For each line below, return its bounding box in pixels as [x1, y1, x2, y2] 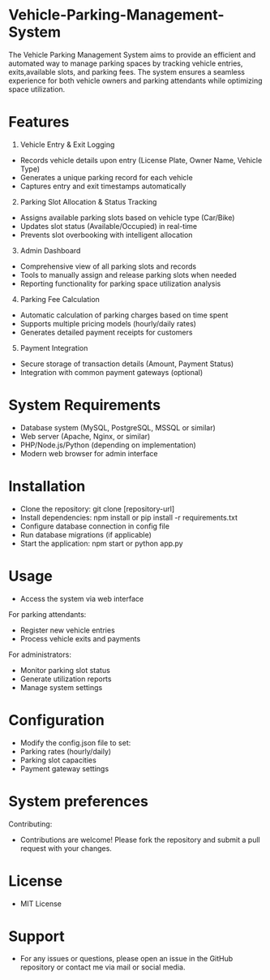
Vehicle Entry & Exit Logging [19, 140, 115, 149]
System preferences [8, 792, 148, 810]
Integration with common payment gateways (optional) [19, 367, 204, 377]
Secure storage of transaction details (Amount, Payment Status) [19, 359, 234, 369]
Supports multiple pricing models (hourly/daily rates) [19, 318, 197, 328]
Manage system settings [19, 682, 103, 692]
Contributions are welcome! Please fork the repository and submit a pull [19, 835, 261, 844]
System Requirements [8, 396, 161, 415]
